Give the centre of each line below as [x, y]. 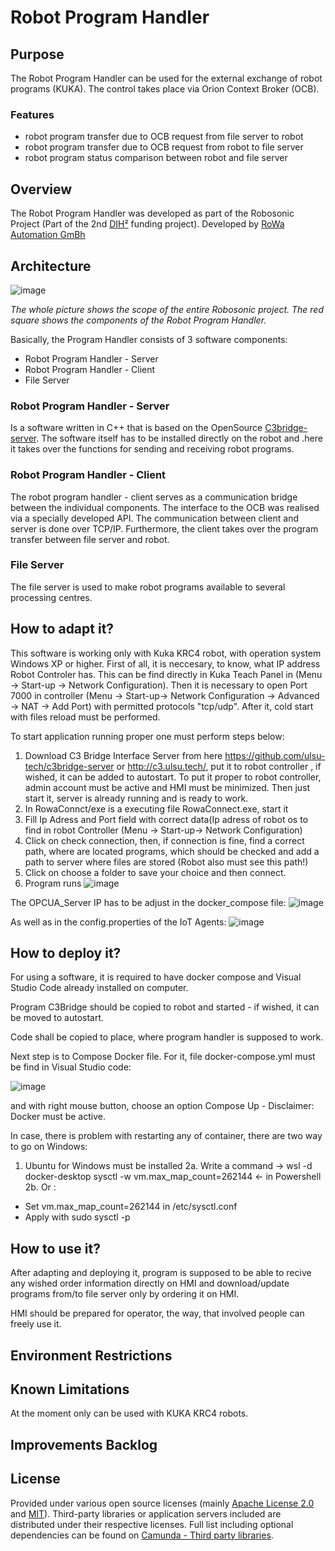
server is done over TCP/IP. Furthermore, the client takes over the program [164, 528]
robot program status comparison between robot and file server [156, 158]
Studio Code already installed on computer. [99, 988]
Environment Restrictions [91, 1355]
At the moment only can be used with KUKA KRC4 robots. [129, 1413]
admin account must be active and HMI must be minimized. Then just [167, 787]
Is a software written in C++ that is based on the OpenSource [136, 428]
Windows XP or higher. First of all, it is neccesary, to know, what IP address [165, 663]
